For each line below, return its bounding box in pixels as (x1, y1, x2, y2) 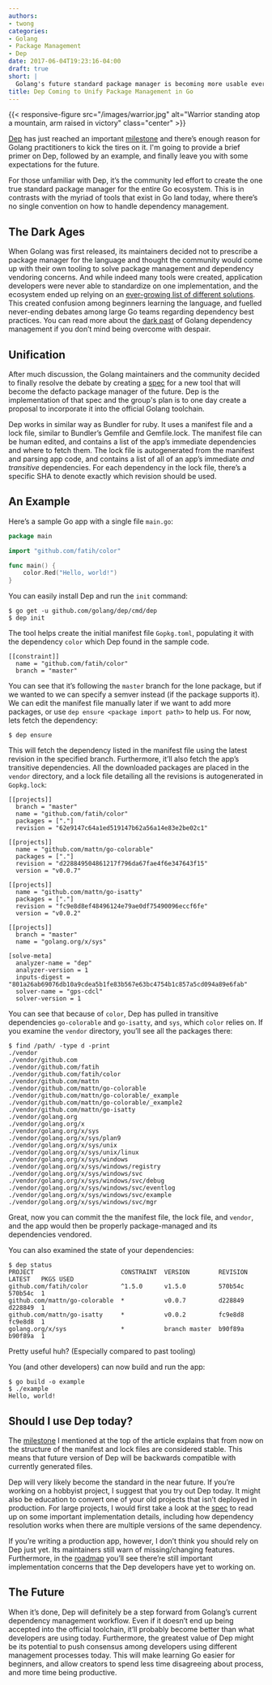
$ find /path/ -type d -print (8, 1042, 111, 1050)
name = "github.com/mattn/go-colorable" (15, 845, 154, 853)
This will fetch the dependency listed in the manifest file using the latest (8, 745, 248, 755)
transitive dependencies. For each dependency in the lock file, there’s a (8, 463, 247, 472)
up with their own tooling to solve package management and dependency (8, 264, 254, 274)
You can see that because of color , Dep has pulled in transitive (8, 1009, 219, 1019)
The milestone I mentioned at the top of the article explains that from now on (8, 1436, 264, 1445)
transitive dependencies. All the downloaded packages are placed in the (8, 763, 249, 772)
